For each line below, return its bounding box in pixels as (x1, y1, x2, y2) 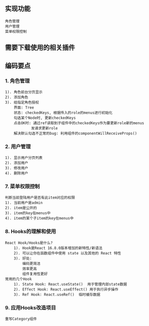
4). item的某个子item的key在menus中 (5, 216, 74, 221)
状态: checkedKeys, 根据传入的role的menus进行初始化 (14, 110, 113, 115)
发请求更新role (30, 126, 58, 130)
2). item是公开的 (5, 206, 37, 211)
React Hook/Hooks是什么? (5, 240, 53, 245)
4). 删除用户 (5, 171, 29, 176)
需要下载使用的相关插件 (5, 43, 75, 52)
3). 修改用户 (5, 166, 29, 171)
